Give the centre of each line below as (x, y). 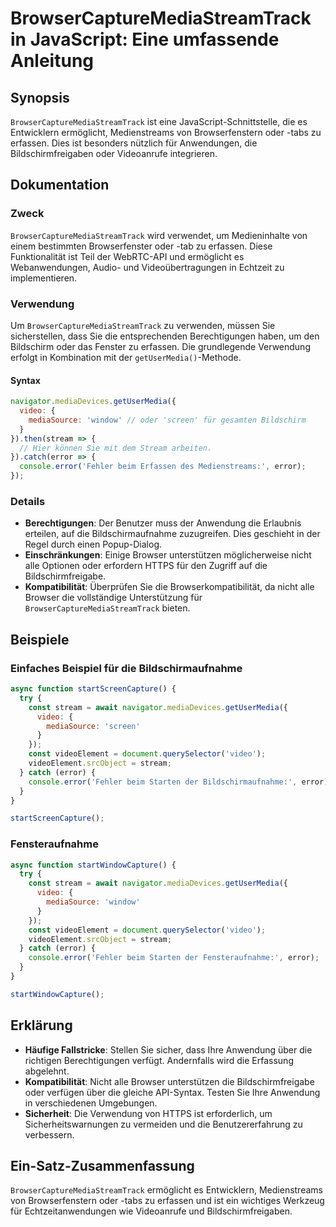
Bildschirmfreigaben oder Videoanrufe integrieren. (114, 153)
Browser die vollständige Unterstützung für (113, 598)
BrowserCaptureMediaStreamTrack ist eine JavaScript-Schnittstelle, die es (159, 121)
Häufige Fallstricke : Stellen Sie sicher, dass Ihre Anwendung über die (168, 1049)
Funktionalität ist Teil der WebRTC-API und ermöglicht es (127, 256)
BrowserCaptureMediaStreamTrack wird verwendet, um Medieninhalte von (159, 235)
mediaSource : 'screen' (93, 726)
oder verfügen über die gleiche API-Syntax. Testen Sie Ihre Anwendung (172, 1092)
